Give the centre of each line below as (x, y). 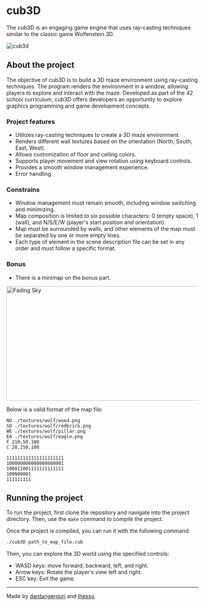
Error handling (33, 174)
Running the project (45, 498)
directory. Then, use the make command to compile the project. (85, 519)
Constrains (23, 189)
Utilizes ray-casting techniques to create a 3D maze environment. (97, 135)
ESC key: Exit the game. (45, 579)
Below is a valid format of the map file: (55, 409)
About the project (41, 65)
